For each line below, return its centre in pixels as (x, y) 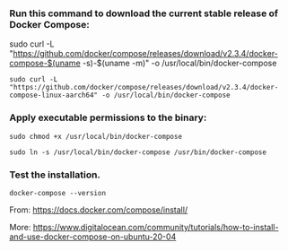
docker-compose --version (57, 193)
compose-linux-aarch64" (54, 95)
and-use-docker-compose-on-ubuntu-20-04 (93, 237)
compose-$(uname (45, 63)
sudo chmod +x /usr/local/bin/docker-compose (96, 136)
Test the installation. (55, 175)
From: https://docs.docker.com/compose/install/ (99, 210)
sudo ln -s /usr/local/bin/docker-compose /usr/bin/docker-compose (138, 152)
